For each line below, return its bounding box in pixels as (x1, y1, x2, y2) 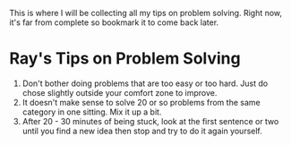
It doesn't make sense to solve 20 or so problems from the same (21, 97, 261, 107)
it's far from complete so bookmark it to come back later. (9, 17, 219, 28)
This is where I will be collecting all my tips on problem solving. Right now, (9, 8, 283, 18)
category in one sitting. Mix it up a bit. (21, 107, 162, 117)
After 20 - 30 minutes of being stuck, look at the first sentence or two (21, 115, 279, 126)
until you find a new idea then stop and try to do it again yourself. (21, 125, 262, 136)
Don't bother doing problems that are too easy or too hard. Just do (21, 78, 269, 89)
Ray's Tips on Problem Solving (9, 48, 241, 69)
